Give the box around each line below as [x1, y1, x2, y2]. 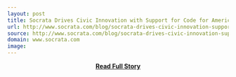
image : [7, 43, 27, 50]
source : [7, 29, 30, 37]
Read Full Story [95, 62, 141, 70]
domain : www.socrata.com [7, 36, 80, 43]
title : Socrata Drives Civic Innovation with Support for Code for [7, 17, 209, 24]
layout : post [7, 10, 46, 17]
